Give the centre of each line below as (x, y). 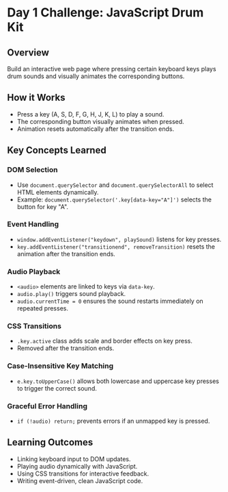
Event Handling (33, 224)
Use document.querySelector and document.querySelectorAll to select (115, 185)
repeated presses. (42, 308)
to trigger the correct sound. (57, 388)
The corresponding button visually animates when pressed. (100, 121)
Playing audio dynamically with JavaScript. (77, 466)
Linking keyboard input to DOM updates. (74, 459)
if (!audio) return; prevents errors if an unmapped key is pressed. (113, 421)
